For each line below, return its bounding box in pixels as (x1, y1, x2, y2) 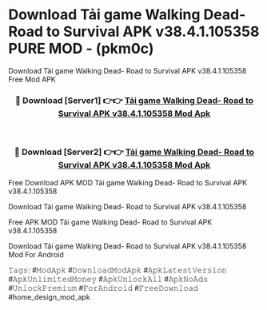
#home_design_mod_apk (8, 292, 90, 301)
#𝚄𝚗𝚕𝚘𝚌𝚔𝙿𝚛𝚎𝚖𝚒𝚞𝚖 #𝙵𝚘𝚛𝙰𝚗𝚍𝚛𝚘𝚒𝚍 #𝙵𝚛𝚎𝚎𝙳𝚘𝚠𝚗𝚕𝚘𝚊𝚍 (8, 283, 198, 292)
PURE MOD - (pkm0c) (8, 40, 154, 58)
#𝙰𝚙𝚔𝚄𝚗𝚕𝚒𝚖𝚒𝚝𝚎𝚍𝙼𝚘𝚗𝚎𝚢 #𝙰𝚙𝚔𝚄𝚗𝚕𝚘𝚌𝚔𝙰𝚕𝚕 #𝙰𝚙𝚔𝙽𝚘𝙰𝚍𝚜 (8, 274, 209, 284)
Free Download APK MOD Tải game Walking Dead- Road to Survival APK (8, 177, 248, 187)
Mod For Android (8, 249, 64, 259)
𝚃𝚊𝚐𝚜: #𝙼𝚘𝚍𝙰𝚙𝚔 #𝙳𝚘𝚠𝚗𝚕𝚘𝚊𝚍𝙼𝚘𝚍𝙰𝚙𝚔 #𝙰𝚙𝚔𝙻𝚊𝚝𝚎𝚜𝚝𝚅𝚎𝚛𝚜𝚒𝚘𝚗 (8, 265, 228, 275)
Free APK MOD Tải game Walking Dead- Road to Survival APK (8, 217, 213, 227)
